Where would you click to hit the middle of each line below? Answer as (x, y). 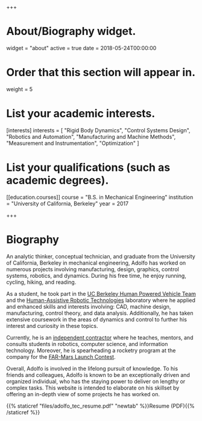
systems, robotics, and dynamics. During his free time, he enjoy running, (96, 275)
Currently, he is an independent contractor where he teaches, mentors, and (100, 337)
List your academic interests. (81, 114)
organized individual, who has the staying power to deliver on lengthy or (96, 381)
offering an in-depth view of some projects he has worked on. (83, 394)
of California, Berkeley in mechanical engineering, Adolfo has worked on (96, 263)
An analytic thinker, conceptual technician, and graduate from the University (101, 256)
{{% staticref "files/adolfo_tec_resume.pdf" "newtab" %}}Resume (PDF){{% (100, 406)
